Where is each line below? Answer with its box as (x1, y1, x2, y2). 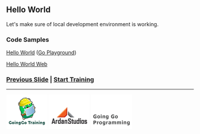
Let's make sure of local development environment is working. (6, 20, 159, 27)
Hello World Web (6, 61, 48, 68)
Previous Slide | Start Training (6, 76, 94, 84)
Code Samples (6, 35, 49, 43)
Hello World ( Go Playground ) (6, 49, 77, 56)
